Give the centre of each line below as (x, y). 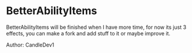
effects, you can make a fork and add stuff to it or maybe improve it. (88, 33)
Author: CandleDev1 (30, 45)
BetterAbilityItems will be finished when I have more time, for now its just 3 (96, 27)
